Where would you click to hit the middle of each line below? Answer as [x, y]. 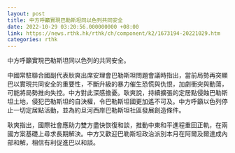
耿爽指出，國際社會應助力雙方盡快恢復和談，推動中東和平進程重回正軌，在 [114, 125]
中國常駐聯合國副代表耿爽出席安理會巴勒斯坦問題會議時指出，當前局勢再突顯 [117, 75]
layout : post [26, 14]
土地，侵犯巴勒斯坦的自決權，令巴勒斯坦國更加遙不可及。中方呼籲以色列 [117, 101]
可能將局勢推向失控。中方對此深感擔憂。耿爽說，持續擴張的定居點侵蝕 [108, 93]
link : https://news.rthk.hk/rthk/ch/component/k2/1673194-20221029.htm [114, 33]
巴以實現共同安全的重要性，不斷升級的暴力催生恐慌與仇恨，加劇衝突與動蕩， [117, 84]
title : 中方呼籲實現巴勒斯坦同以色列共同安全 [65, 20]
